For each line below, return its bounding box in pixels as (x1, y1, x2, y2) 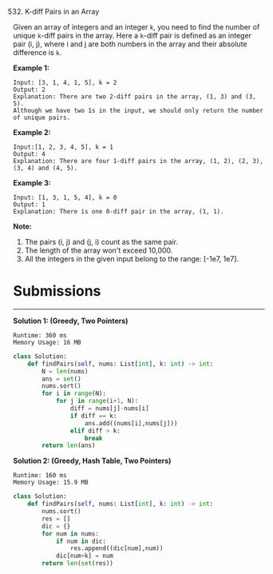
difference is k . (13, 48, 62, 57)
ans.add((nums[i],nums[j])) (84, 419, 178, 427)
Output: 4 (13, 150, 46, 158)
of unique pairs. (13, 114, 71, 122)
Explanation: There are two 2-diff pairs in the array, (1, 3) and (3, (13, 93, 256, 101)
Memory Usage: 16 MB (13, 338, 82, 346)
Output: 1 (13, 201, 46, 209)
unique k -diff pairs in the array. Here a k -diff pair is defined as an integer (13, 31, 252, 40)
